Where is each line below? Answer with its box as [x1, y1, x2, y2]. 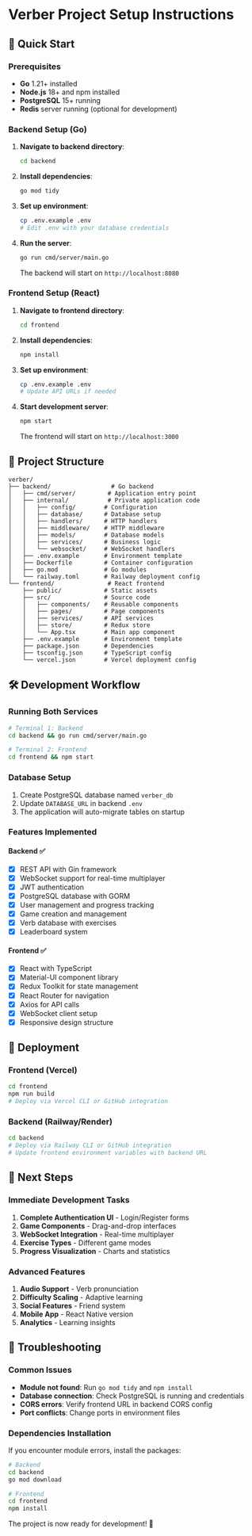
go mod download [8, 1476, 62, 1484]
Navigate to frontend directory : [19, 305, 125, 315]
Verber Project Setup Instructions [8, 6, 235, 24]
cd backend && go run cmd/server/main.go [8, 732, 147, 739]
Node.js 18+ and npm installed [19, 87, 120, 97]
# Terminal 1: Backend [8, 724, 83, 732]
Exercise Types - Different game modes [19, 1238, 152, 1248]
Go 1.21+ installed [19, 78, 78, 88]
